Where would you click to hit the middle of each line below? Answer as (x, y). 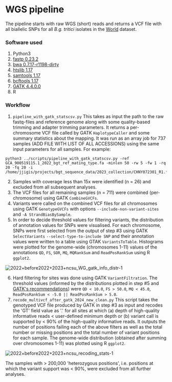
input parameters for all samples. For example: (62, 149)
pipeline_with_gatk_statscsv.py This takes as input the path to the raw (88, 116)
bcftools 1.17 (26, 81)
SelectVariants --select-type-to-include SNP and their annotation (83, 236)
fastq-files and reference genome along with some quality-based (81, 122)
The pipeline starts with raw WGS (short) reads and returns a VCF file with (84, 24)
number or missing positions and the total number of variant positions (86, 332)
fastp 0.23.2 (26, 59)
